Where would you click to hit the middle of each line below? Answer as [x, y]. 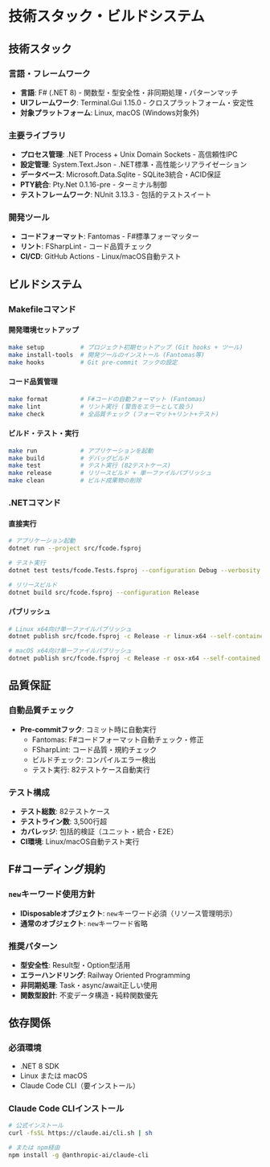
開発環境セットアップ [43, 330]
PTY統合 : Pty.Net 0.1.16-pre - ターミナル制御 [93, 185]
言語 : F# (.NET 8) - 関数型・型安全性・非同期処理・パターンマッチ [129, 92]
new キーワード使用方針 [52, 895]
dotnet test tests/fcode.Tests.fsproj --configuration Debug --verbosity [135, 570]
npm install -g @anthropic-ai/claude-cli [79, 1155]
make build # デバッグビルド [69, 458]
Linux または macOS [53, 1075]
